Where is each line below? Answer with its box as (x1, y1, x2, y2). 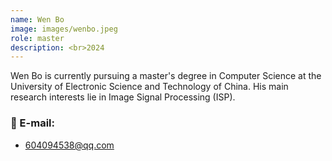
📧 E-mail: (10, 116, 55, 130)
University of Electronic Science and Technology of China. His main (10, 81, 289, 93)
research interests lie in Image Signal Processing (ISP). (10, 91, 236, 103)
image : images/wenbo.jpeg (10, 24, 118, 34)
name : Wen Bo (10, 14, 65, 25)
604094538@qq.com (24, 139, 115, 151)
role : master (10, 33, 65, 43)
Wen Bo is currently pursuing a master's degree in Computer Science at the (10, 70, 322, 82)
